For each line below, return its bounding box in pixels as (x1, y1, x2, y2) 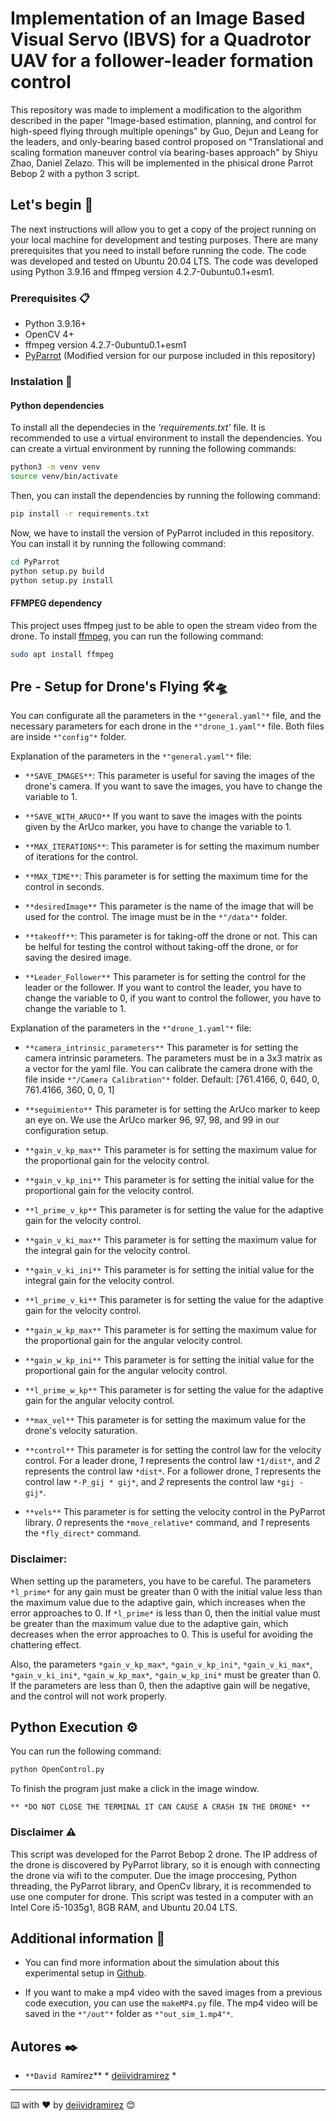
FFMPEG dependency (10, 597, 103, 609)
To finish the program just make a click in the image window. (10, 1783, 260, 1795)
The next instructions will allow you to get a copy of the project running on (10, 223, 317, 235)
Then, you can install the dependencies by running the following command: (10, 489, 321, 501)
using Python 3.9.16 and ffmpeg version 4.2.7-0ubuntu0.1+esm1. (10, 265, 275, 277)
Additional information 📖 (10, 1930, 166, 1947)
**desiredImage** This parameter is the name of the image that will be (24, 900, 314, 912)
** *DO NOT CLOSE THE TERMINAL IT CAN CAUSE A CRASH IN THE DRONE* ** (10, 1802, 311, 1812)
